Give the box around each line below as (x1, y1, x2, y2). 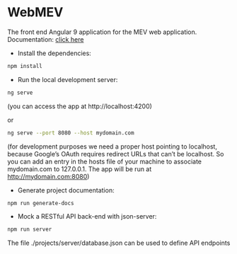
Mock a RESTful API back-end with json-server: (17, 212, 157, 221)
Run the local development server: (17, 75, 118, 83)
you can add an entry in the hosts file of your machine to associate (7, 157, 202, 166)
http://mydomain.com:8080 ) (7, 172, 90, 180)
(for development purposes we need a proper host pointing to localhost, (7, 142, 218, 151)
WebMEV (7, 4, 64, 21)
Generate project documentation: (17, 185, 115, 195)
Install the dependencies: (17, 49, 92, 57)
